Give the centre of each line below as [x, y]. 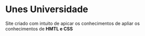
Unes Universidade [47, 9]
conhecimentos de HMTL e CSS [39, 28]
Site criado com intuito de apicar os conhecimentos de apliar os [72, 23]
